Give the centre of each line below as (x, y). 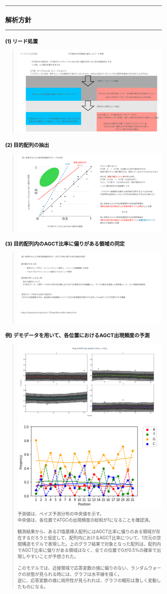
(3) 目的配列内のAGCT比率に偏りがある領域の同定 (65, 244)
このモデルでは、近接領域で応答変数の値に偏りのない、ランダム (83, 568)
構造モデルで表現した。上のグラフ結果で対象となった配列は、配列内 (91, 544)
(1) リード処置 (22, 41)
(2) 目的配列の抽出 (27, 145)
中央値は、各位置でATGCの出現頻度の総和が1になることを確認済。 (85, 520)
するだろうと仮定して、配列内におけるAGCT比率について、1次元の (89, 537)
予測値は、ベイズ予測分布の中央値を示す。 (61, 513)
